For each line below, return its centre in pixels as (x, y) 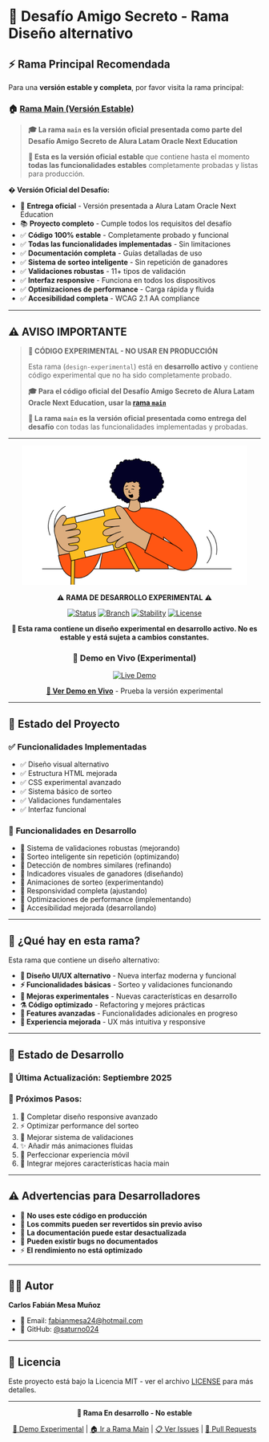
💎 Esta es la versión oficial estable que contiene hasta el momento (139, 157)
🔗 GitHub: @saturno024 (59, 1330)
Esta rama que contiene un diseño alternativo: (84, 960)
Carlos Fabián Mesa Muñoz (55, 1305)
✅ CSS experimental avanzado (70, 782)
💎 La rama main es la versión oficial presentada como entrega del (137, 419)
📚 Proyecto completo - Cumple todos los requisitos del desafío (126, 223)
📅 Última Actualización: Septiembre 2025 (90, 1077)
